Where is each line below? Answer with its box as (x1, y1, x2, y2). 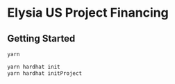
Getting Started (7, 33, 76, 44)
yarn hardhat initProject (7, 69, 82, 77)
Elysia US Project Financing (7, 5, 169, 21)
